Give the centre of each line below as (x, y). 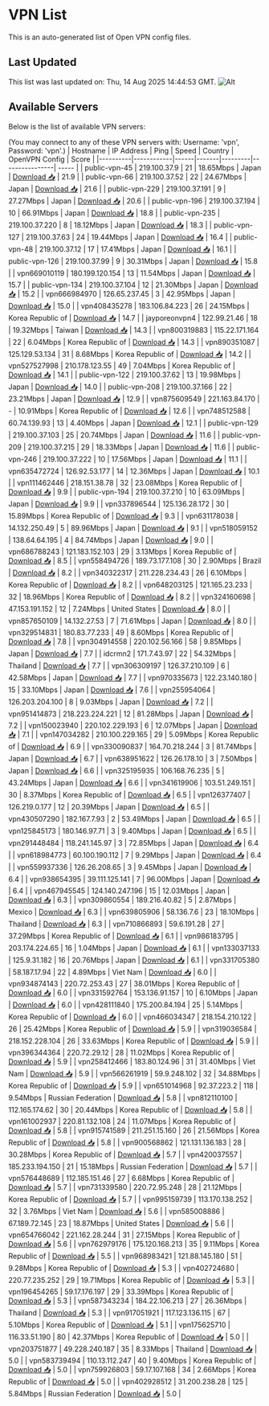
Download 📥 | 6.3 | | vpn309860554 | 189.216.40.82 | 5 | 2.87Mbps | (122, 900)
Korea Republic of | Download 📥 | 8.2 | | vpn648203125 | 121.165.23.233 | (130, 584)
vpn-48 (21, 249)
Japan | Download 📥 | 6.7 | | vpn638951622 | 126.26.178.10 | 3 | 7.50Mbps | (132, 758)
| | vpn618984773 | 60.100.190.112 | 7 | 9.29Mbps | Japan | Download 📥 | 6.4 (135, 855)
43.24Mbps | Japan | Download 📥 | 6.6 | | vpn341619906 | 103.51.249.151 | (132, 782)
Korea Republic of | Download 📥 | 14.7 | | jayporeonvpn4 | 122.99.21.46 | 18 (133, 318)
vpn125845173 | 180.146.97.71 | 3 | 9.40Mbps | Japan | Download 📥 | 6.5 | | (132, 830)
